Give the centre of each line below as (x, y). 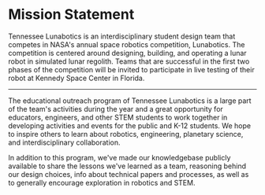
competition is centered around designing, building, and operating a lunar (127, 53)
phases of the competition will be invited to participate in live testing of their (131, 69)
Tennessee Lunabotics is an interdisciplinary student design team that (122, 36)
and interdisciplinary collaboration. (64, 142)
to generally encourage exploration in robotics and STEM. (102, 182)
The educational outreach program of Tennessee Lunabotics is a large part (130, 101)
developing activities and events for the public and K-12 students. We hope (129, 125)
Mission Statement (71, 15)
